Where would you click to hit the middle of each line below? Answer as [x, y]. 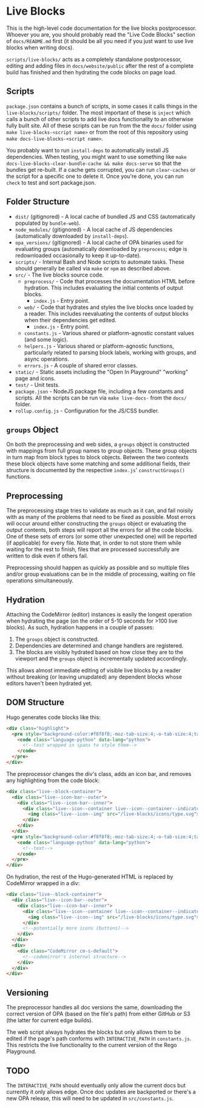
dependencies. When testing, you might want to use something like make [97, 157]
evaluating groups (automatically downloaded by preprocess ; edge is [101, 249]
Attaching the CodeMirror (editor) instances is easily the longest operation [99, 614]
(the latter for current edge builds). [49, 1020]
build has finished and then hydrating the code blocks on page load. [91, 72]
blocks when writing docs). [40, 48]
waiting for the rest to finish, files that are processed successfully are [93, 549]
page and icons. [35, 378]
